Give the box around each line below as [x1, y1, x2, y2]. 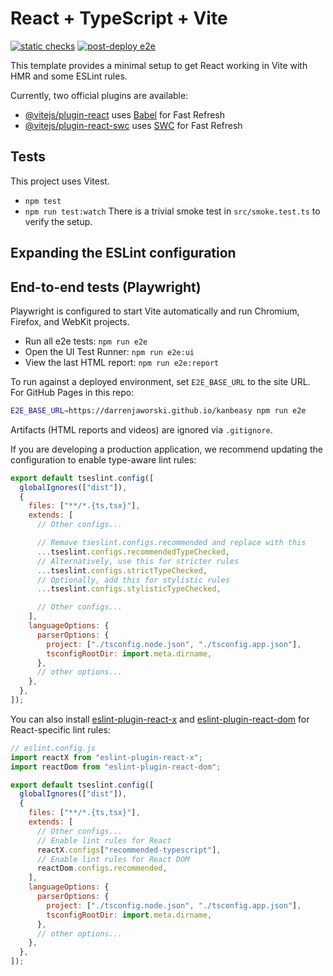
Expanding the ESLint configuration [10, 245, 237, 262]
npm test [24, 196, 62, 206]
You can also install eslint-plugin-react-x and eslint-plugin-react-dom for [10, 713, 310, 725]
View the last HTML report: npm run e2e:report [24, 356, 220, 368]
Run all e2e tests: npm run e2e [24, 335, 148, 347]
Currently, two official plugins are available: [10, 89, 189, 101]
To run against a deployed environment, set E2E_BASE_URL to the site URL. [10, 375, 311, 387]
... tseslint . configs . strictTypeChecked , [36, 565, 208, 576]
